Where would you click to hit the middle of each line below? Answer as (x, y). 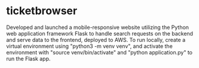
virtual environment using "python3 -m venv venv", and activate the (90, 46)
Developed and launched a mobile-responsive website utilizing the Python (98, 27)
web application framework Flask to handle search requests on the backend (99, 33)
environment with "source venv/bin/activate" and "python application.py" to (99, 52)
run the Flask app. (28, 59)
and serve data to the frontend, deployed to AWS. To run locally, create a (96, 40)
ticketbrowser (42, 11)
